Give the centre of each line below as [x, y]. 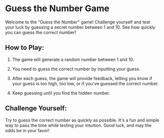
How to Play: [25, 48]
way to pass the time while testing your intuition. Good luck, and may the [78, 125]
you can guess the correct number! [41, 32]
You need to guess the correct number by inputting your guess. [76, 69]
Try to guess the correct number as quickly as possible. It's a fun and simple [82, 120]
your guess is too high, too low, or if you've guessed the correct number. [85, 83]
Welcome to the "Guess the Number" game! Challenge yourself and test [78, 22]
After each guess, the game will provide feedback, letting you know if [82, 78]
